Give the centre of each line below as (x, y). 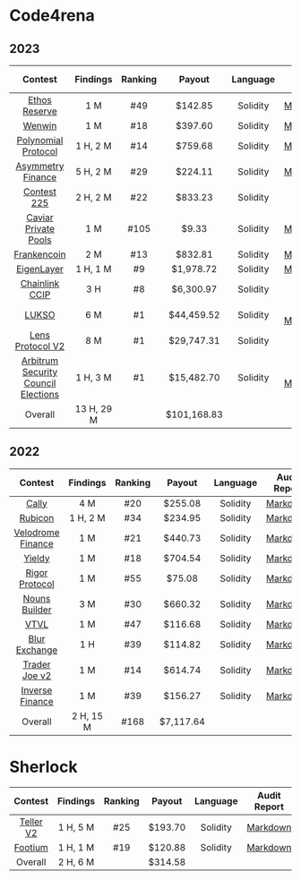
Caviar (40, 218)
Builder (37, 610)
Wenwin (40, 126)
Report (269, 807)
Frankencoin (40, 254)
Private (40, 229)
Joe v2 (37, 675)
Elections (40, 394)
